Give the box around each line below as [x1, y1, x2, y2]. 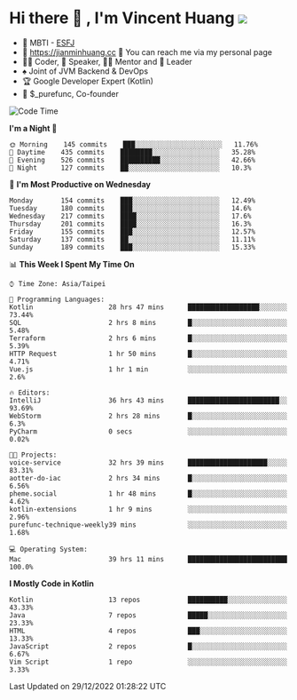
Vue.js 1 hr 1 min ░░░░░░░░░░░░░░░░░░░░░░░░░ [9, 364, 288, 374]
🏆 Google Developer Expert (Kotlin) [21, 76, 153, 86]
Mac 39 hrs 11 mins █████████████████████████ [9, 554, 288, 563]
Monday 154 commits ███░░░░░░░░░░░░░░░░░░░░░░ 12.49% [9, 195, 255, 205]
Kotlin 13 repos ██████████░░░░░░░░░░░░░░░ [9, 595, 288, 604]
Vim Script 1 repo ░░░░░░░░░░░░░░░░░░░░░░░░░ [9, 657, 288, 666]
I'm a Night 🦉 [9, 123, 58, 133]
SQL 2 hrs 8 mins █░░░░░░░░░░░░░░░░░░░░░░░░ [9, 318, 288, 327]
